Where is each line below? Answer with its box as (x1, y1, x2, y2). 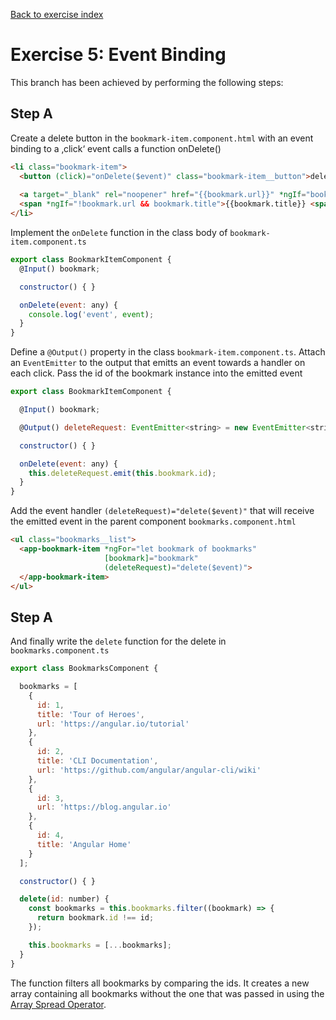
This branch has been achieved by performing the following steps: (10, 76, 284, 88)
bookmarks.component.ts (10, 646, 110, 656)
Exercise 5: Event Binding (10, 44, 227, 66)
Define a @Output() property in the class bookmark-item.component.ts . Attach (10, 346, 326, 358)
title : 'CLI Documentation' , (36, 756, 159, 766)
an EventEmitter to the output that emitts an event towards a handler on (10, 357, 306, 369)
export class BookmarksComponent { (10, 664, 159, 674)
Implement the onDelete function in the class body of (10, 227, 228, 238)
